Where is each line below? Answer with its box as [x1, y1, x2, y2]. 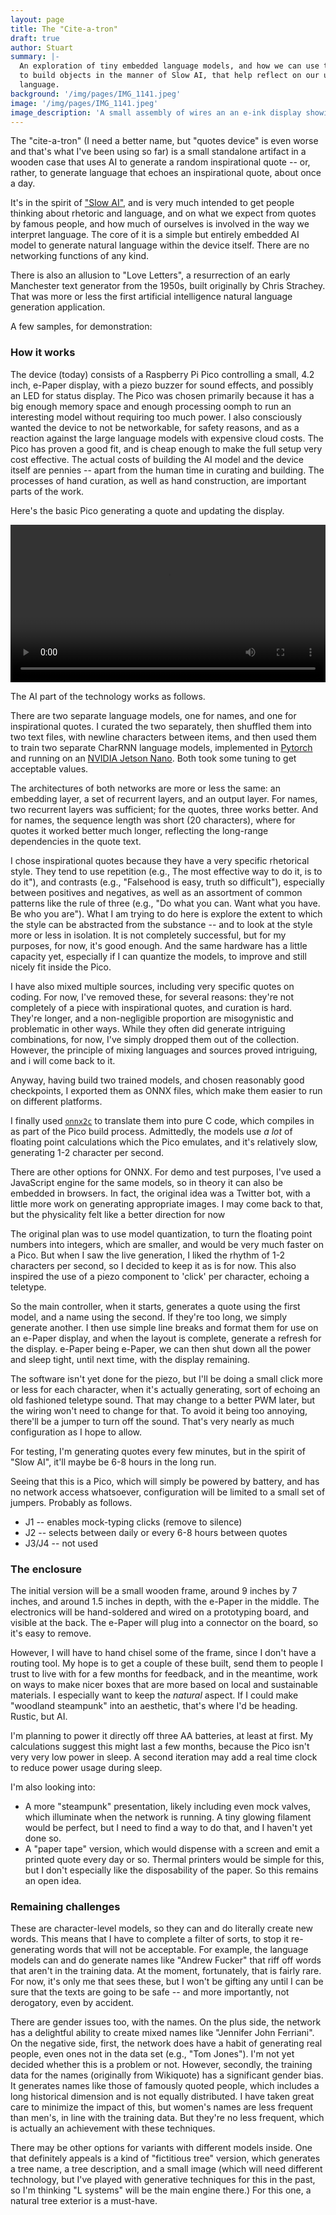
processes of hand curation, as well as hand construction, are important [10, 474, 307, 486]
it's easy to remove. [10, 1627, 92, 1639]
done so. [24, 1832, 62, 1844]
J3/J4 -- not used [24, 1537, 98, 1549]
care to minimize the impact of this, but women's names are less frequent [10, 2101, 313, 2113]
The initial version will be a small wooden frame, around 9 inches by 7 [10, 1584, 298, 1596]
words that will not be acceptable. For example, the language [57, 1944, 309, 1956]
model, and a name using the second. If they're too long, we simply [10, 1311, 288, 1323]
